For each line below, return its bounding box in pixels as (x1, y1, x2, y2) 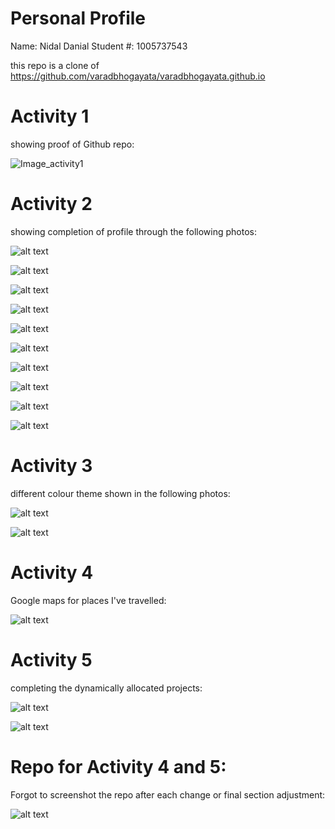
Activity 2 (10, 193, 93, 216)
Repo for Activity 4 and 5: (10, 755, 227, 778)
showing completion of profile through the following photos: (10, 225, 257, 237)
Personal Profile (10, 7, 147, 30)
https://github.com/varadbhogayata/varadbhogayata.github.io (10, 70, 266, 82)
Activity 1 (10, 105, 90, 128)
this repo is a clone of (10, 59, 100, 71)
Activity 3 (10, 455, 93, 477)
